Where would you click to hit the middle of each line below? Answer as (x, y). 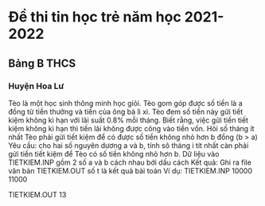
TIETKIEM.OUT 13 (37, 194)
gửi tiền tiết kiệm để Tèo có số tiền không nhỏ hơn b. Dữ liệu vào (114, 154)
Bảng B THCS (42, 63)
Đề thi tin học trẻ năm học (95, 17)
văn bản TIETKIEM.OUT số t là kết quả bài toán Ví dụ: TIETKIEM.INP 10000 (131, 170)
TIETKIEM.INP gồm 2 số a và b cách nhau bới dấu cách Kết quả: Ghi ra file (130, 162)
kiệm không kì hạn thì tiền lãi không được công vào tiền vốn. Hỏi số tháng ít (131, 128)
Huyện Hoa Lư (36, 86)
